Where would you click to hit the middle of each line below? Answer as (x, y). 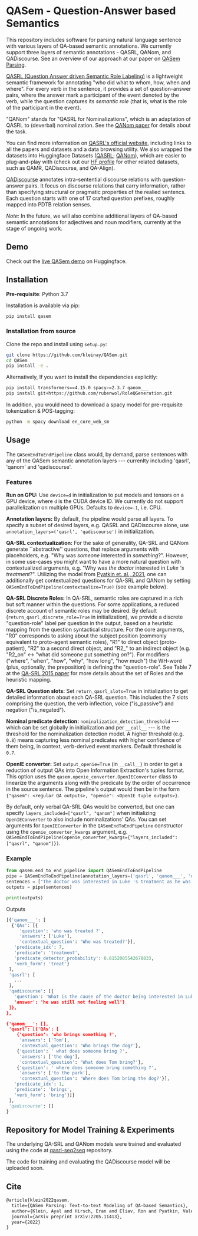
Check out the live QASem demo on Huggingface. (67, 261)
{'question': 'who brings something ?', (67, 1035)
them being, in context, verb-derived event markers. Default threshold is (94, 747)
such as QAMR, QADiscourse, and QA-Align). (61, 168)
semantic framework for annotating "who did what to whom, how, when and (98, 82)
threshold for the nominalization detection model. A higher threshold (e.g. (95, 734)
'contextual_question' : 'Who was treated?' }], (77, 942)
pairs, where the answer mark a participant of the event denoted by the (93, 95)
